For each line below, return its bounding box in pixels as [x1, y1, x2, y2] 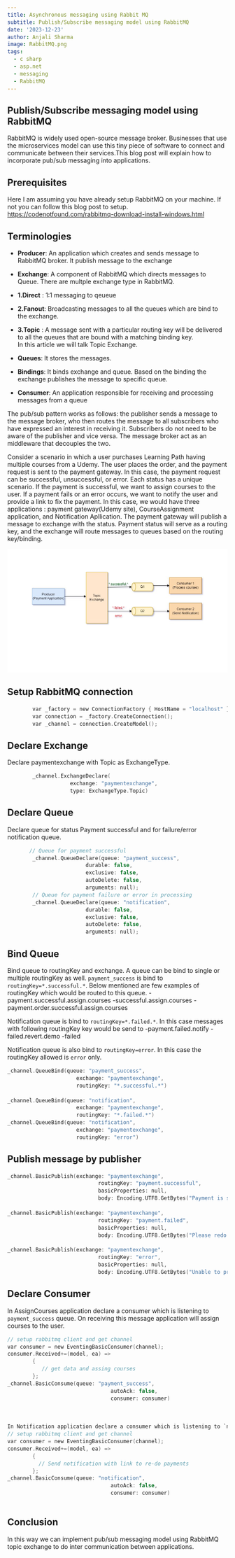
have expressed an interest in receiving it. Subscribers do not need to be [7, 424, 217, 433]
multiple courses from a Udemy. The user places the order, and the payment [7, 460, 227, 468]
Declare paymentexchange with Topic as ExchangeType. [7, 758, 170, 766]
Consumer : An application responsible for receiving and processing [17, 388, 213, 397]
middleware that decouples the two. [7, 439, 111, 447]
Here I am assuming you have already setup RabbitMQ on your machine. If [7, 195, 222, 204]
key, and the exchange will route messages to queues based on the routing [7, 527, 224, 535]
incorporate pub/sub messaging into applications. [7, 156, 150, 164]
